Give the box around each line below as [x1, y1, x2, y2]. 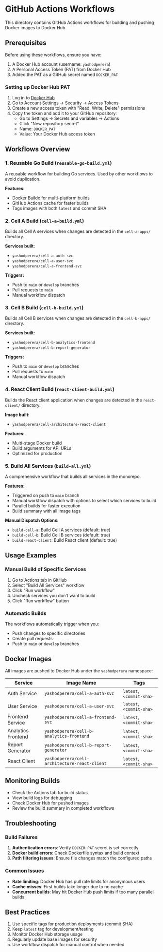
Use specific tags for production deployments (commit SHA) [12, 921, 133, 927]
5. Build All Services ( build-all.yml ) [5, 462, 91, 469]
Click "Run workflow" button [12, 598, 69, 604]
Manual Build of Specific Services [5, 566, 86, 573]
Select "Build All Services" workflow [12, 582, 85, 588]
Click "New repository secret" [19, 121, 79, 127]
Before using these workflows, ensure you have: [5, 52, 102, 57]
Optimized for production [12, 450, 63, 456]
